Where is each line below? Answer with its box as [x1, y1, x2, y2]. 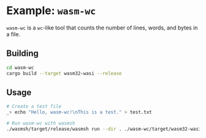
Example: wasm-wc [6, 4, 96, 18]
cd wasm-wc [6, 64, 34, 71]
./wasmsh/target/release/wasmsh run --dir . [6, 126, 122, 132]
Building [6, 48, 39, 59]
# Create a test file [6, 104, 62, 110]
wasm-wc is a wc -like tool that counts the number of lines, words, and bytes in [6, 24, 198, 31]
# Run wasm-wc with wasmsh [6, 120, 75, 126]
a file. [6, 30, 20, 37]
